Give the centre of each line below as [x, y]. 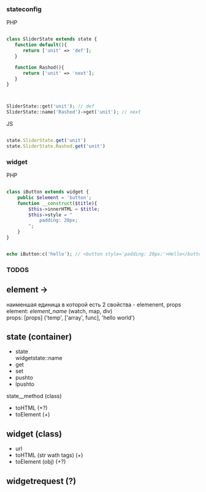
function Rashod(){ [39, 67]
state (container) [39, 337]
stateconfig [24, 9]
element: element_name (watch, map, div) [59, 311]
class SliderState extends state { [52, 39]
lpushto [25, 384]
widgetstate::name [39, 358]
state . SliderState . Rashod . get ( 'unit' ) [56, 146]
